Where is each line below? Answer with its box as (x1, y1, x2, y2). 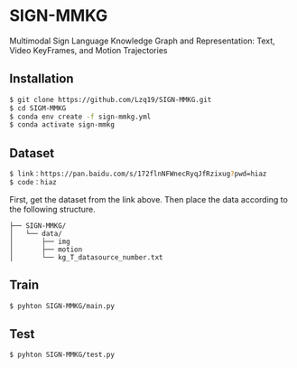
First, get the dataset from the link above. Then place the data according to (9, 193, 289, 204)
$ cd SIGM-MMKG (9, 103, 67, 113)
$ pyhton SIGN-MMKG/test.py (9, 350, 116, 360)
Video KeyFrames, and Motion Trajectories (9, 44, 168, 55)
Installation (9, 71, 74, 87)
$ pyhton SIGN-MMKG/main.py (9, 301, 116, 310)
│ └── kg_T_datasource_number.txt (9, 252, 164, 262)
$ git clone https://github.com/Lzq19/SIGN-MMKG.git (9, 95, 212, 104)
